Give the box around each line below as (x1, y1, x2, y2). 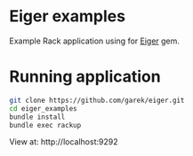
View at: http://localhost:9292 (9, 136, 118, 147)
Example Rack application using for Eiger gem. (9, 35, 181, 46)
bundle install (9, 113, 66, 121)
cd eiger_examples (9, 104, 77, 113)
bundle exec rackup (9, 121, 82, 129)
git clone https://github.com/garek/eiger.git (9, 96, 185, 105)
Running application (9, 66, 162, 87)
